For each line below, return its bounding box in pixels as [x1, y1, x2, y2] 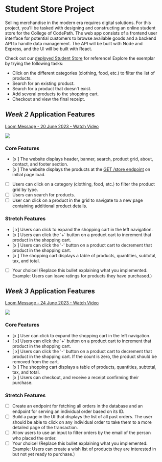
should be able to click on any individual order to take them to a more [12, 419, 152, 425]
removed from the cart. [12, 358, 59, 364]
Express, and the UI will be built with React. [5, 46, 93, 52]
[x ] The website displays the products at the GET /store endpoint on [12, 166, 151, 172]
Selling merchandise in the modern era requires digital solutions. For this [5, 20, 151, 26]
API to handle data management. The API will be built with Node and [5, 40, 143, 46]
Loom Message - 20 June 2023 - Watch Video [5, 123, 99, 129]
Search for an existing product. [12, 80, 75, 86]
